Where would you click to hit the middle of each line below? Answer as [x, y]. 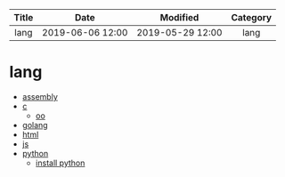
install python [60, 163]
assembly [40, 96]
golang [35, 125]
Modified [179, 17]
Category [252, 17]
